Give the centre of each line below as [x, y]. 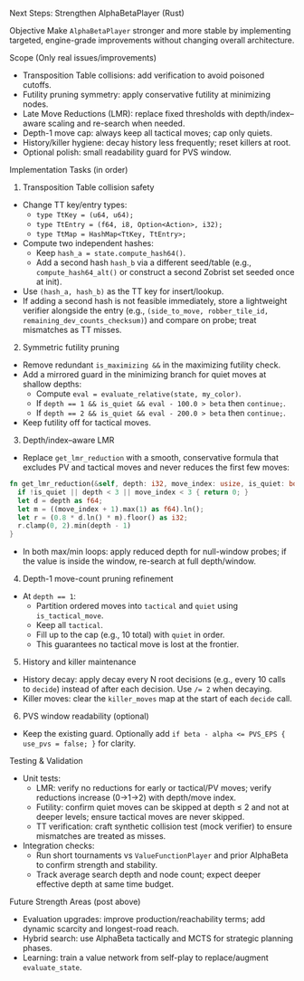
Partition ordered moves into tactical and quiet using [137, 606]
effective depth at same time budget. [105, 884]
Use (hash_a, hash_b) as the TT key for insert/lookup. [123, 291]
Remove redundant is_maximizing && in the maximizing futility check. [152, 365]
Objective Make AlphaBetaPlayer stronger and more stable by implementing [150, 30]
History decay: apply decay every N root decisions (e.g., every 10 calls [154, 680]
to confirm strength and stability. [97, 865]
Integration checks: [58, 846]
